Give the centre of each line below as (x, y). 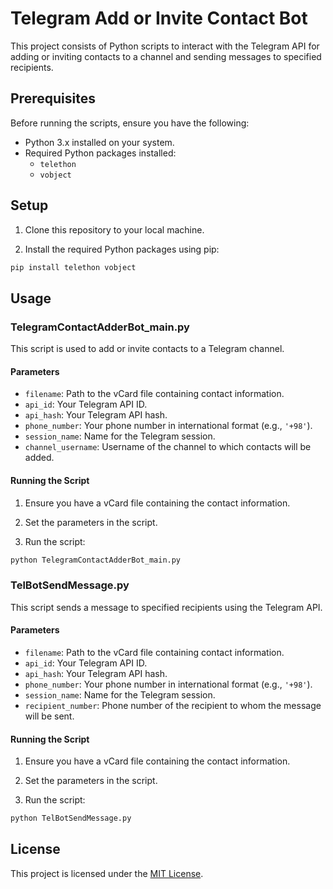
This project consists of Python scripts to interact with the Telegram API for (165, 46)
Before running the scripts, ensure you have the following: (130, 123)
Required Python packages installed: (100, 153)
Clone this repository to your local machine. (114, 229)
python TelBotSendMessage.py (71, 818)
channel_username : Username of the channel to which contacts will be (168, 447)
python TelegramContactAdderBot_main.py (96, 560)
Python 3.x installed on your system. (99, 142)
